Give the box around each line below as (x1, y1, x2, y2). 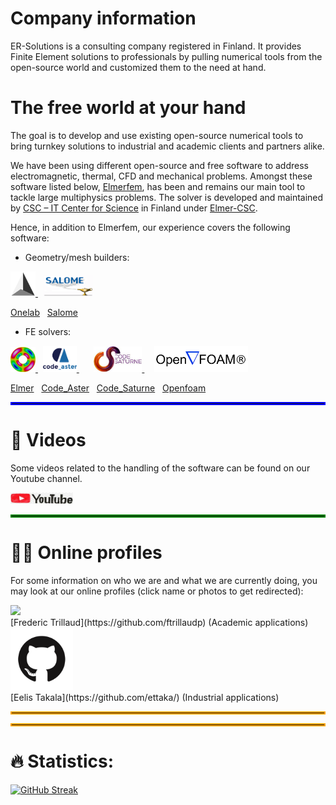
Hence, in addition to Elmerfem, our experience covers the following (10, 221, 291, 233)
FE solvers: (24, 325, 72, 337)
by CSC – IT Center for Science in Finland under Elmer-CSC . (10, 202, 258, 214)
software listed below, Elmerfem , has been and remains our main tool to (10, 180, 306, 192)
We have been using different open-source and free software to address (10, 159, 309, 171)
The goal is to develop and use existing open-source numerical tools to (10, 129, 304, 141)
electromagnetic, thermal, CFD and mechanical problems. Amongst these (10, 170, 313, 182)
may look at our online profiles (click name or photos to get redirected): (10, 585, 304, 597)
